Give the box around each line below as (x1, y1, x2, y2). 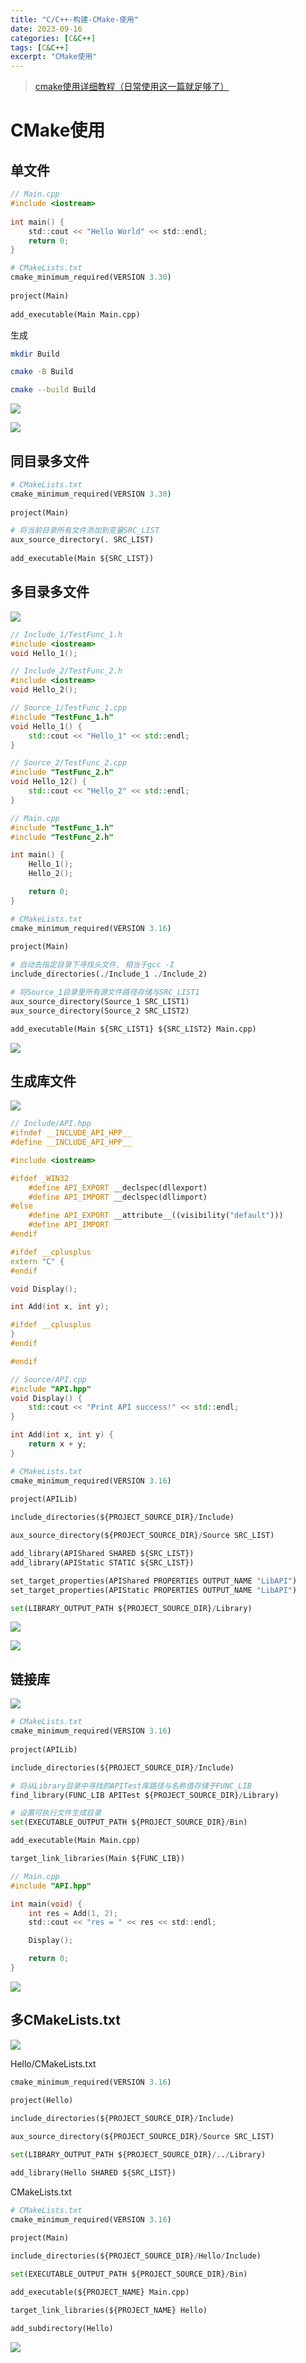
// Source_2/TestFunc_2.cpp (10, 758, 128, 768)
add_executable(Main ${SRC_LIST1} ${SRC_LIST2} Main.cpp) (10, 1024, 257, 1034)
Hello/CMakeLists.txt (10, 2057, 97, 2070)
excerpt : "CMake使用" (10, 52, 98, 62)
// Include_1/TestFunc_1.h (10, 629, 123, 640)
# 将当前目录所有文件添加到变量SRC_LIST (10, 526, 160, 536)
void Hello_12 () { (10, 777, 87, 787)
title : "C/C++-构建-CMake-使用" (10, 14, 140, 25)
